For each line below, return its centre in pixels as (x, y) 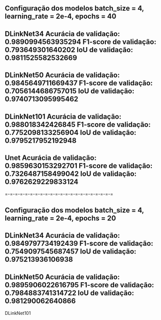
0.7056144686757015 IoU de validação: (70, 91)
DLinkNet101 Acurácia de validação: (63, 116)
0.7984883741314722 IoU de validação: (70, 293)
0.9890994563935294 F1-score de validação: (80, 42)
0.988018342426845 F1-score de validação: (78, 124)
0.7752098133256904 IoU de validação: (71, 132)
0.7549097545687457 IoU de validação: (71, 252)
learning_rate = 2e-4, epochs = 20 (60, 218)
